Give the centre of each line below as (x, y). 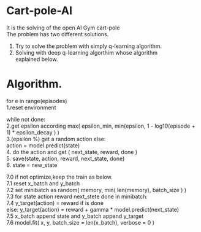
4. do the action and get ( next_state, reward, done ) (72, 152)
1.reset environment (31, 107)
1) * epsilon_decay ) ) (33, 132)
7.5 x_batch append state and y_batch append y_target (75, 216)
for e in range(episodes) (37, 101)
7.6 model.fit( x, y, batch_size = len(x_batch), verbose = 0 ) (81, 222)
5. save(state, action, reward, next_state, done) (66, 158)
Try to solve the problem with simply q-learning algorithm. (89, 46)
